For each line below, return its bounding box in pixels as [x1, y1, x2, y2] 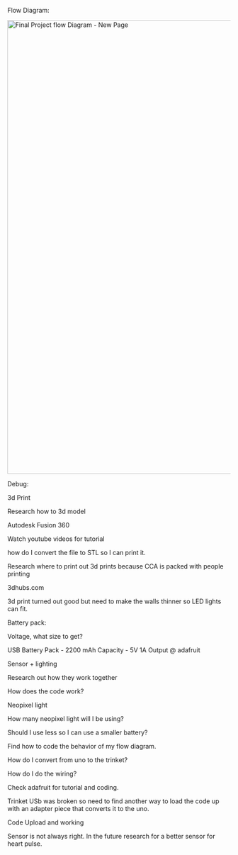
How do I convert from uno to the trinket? [7, 756, 128, 764]
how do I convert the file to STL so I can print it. [7, 549, 147, 557]
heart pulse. [7, 839, 42, 848]
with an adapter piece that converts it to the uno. [7, 805, 149, 812]
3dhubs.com [7, 583, 45, 591]
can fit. [7, 605, 28, 613]
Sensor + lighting [7, 659, 58, 668]
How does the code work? [7, 687, 84, 695]
